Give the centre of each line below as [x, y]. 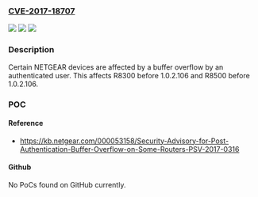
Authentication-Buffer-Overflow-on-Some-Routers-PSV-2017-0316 [129, 149]
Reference [26, 123]
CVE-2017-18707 [42, 11]
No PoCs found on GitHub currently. [67, 184]
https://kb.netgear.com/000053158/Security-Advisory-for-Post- [124, 141]
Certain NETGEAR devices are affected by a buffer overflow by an [116, 67]
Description [31, 50]
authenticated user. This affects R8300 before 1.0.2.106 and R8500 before [129, 75]
